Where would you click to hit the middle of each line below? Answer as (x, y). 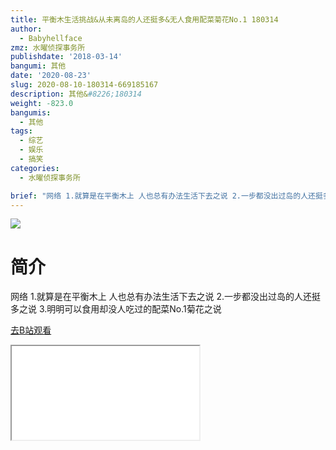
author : (26, 29)
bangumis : (31, 112)
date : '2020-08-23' (51, 76)
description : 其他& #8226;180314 (76, 94)
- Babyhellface (51, 38)
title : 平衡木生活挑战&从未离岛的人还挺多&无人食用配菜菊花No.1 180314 (144, 19)
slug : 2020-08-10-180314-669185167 (84, 85)
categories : (35, 168)
